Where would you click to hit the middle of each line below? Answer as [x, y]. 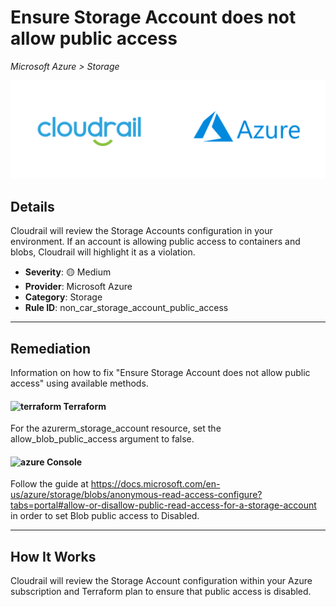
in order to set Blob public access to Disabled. [105, 516]
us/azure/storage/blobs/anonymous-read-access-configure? [136, 495]
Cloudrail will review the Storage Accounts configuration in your [141, 231]
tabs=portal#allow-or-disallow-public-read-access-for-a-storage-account [163, 505]
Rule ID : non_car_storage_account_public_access [126, 308]
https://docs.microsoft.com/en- [155, 484]
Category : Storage [63, 297]
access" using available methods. [79, 383]
